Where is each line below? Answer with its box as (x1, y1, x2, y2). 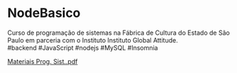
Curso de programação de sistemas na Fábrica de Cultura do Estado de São (7, 28, 231, 37)
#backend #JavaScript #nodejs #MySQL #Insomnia (7, 43, 158, 52)
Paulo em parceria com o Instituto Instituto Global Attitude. (7, 35, 179, 44)
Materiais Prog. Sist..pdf (7, 57, 78, 65)
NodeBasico (7, 5, 81, 21)
